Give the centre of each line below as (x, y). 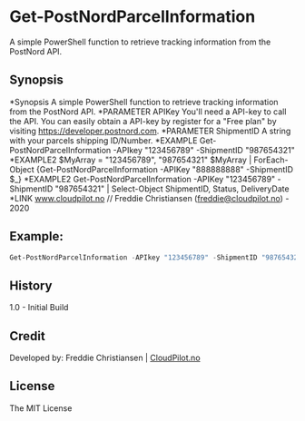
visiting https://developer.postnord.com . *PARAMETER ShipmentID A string (150, 131)
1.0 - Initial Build (39, 308)
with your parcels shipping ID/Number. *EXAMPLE (103, 140)
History (31, 285)
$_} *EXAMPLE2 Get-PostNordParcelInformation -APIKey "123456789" (143, 179)
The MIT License (41, 408)
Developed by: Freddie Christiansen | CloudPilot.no (105, 358)
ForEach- (271, 160)
